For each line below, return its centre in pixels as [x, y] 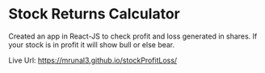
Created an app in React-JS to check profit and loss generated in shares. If [133, 36]
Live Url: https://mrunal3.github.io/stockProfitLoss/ [93, 60]
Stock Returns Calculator [94, 14]
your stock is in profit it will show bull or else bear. [92, 44]
